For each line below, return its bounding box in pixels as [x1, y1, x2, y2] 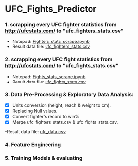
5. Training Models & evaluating [5, 155, 83, 162]
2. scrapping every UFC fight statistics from [5, 56, 113, 63]
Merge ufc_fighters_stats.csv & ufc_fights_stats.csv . [12, 119, 118, 125]
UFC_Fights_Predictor [5, 3, 97, 15]
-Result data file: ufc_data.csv [5, 129, 66, 135]
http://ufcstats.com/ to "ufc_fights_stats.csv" [5, 62, 119, 69]
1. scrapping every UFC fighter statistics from [5, 21, 117, 28]
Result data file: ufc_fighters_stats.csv [12, 43, 90, 50]
